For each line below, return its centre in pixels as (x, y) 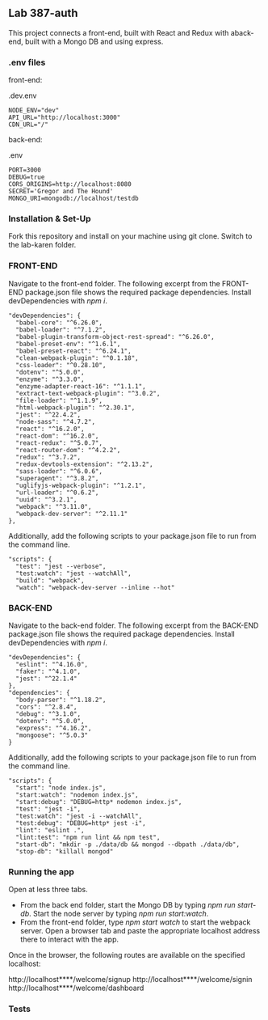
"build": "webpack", (50, 580)
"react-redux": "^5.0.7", (59, 443)
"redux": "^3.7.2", (48, 457)
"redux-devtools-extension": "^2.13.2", (84, 464)
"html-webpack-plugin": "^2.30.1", (75, 408)
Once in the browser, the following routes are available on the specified (127, 955)
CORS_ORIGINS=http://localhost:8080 (70, 184)
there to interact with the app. (69, 940)
